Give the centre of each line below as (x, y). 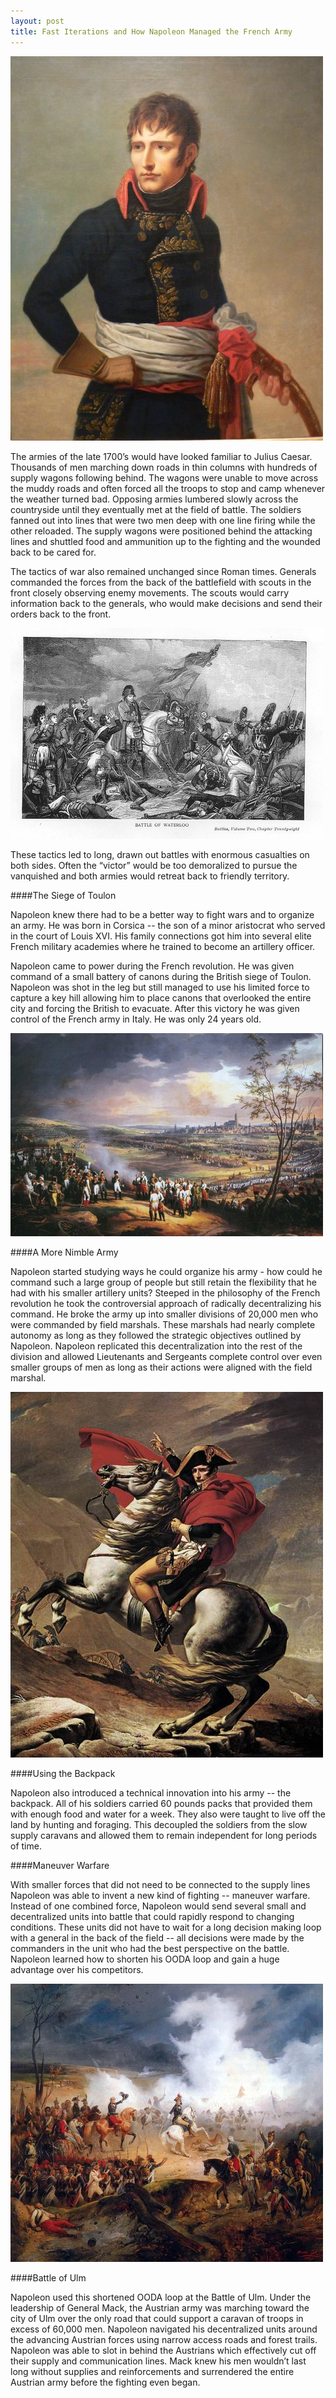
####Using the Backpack (63, 1773)
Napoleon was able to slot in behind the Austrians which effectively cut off (163, 2350)
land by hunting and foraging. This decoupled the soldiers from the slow (159, 1824)
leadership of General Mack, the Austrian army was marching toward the (160, 2307)
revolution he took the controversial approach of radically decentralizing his (166, 1303)
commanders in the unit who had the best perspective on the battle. (150, 1948)
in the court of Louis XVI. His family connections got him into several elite (161, 936)
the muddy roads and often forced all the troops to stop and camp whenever (168, 488)
